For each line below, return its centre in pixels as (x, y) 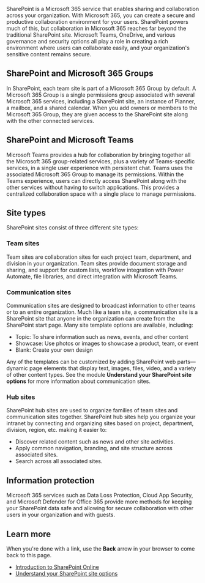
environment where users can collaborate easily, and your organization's (98, 48)
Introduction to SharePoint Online (57, 567)
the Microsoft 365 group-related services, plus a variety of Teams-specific (101, 161)
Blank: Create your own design (54, 350)
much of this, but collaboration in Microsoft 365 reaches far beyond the (96, 28)
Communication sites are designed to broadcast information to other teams (101, 306)
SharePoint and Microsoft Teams (70, 140)
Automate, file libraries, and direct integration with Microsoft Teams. (92, 276)
